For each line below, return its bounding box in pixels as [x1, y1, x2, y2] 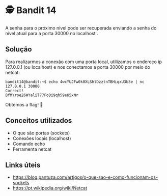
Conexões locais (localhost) [12, 135, 71, 141]
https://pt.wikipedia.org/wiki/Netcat [12, 185, 88, 191]
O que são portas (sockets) [12, 130, 70, 136]
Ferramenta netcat [12, 146, 52, 152]
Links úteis [5, 160, 41, 169]
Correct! [5, 88, 24, 93]
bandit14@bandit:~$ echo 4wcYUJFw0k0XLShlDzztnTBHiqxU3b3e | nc [5, 79, 145, 85]
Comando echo [12, 141, 45, 147]
